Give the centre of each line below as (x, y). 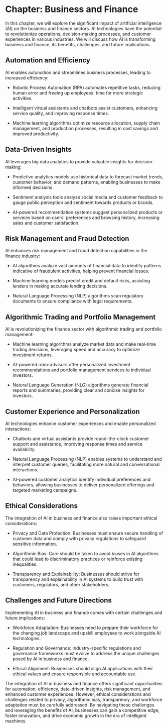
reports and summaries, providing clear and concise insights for (78, 390)
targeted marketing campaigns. (45, 490)
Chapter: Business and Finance (72, 9)
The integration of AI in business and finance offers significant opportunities (84, 683)
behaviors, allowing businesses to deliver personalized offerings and (83, 485)
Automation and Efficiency (48, 61)
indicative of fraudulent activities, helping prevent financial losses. (81, 271)
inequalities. (25, 564)
